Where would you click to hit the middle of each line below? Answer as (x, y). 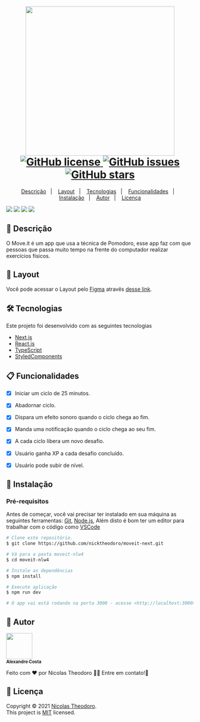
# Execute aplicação (32, 587)
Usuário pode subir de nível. (49, 465)
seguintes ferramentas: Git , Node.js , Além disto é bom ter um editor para (95, 521)
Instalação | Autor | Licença (100, 198)
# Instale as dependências (40, 570)
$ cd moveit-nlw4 (28, 560)
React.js (25, 344)
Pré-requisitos (27, 501)
